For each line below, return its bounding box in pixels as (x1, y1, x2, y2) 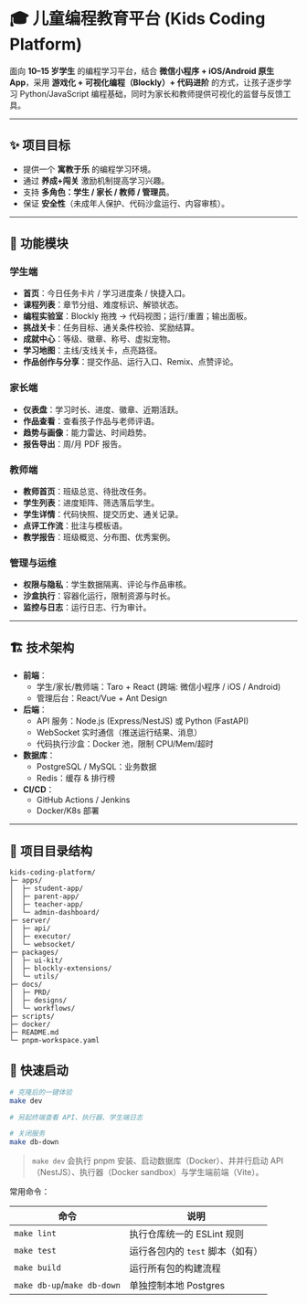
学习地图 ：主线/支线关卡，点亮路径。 (22, 345, 163, 356)
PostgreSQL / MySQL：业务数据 (36, 761, 157, 772)
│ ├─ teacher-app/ (9, 899, 84, 909)
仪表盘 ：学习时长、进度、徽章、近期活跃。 (22, 404, 184, 415)
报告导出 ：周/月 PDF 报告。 (22, 438, 127, 449)
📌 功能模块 (9, 236, 69, 251)
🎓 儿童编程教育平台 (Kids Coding (9, 8, 266, 29)
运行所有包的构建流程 (129, 1262, 221, 1275)
